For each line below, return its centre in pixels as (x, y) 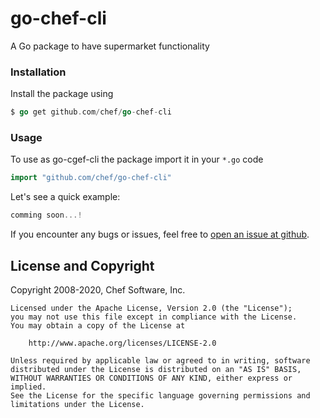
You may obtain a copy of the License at (98, 325)
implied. (28, 387)
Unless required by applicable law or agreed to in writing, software (160, 360)
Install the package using (62, 94)
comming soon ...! (46, 215)
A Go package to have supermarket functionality (110, 46)
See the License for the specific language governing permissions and (160, 395)
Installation (38, 72)
